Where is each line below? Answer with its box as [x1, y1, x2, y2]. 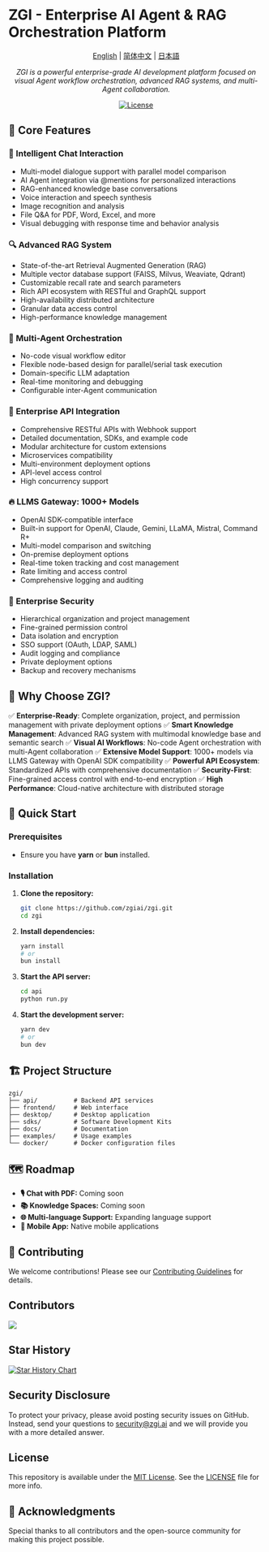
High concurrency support [19, 476, 109, 486]
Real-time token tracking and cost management [19, 558, 180, 568]
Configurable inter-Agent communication [19, 386, 157, 396]
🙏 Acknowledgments [8, 1504, 116, 1518]
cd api [19, 988, 43, 996]
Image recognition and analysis [19, 201, 125, 210]
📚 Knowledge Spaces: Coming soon [19, 1200, 146, 1211]
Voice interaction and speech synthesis [19, 192, 152, 202]
